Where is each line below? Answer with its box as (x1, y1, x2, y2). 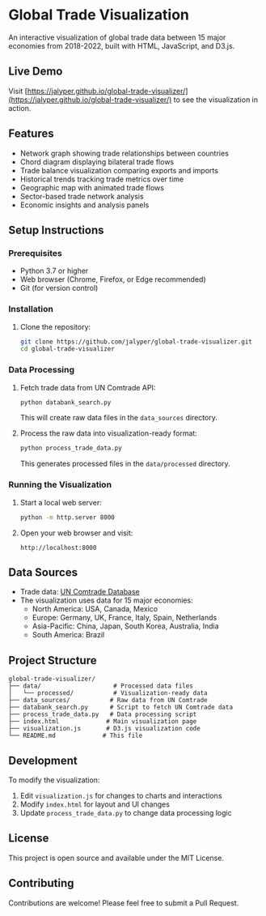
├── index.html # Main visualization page (8, 718, 197, 726)
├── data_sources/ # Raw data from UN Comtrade (8, 697, 208, 705)
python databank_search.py (19, 398, 112, 407)
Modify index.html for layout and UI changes (19, 799, 170, 809)
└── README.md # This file (8, 731, 143, 740)
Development (8, 753, 78, 767)
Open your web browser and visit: (19, 528, 133, 538)
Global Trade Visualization (8, 6, 190, 24)
